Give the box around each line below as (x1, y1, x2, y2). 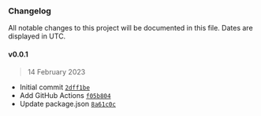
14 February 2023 (27, 67, 86, 76)
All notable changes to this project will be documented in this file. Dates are (8, 24, 254, 33)
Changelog (8, 5, 51, 16)
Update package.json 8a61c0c (19, 99, 117, 108)
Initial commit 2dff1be (19, 82, 91, 92)
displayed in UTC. (8, 31, 66, 41)
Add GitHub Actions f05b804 (19, 90, 111, 100)
